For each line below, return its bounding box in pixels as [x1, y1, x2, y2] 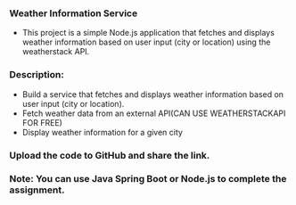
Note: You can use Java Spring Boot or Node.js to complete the [9, 173, 287, 185]
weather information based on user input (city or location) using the [21, 37, 271, 47]
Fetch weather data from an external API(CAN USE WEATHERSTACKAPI [21, 108, 286, 119]
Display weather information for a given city [21, 127, 183, 137]
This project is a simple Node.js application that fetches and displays [21, 28, 275, 38]
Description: [9, 69, 64, 81]
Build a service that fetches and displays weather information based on [21, 88, 284, 100]
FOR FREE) [21, 117, 62, 127]
